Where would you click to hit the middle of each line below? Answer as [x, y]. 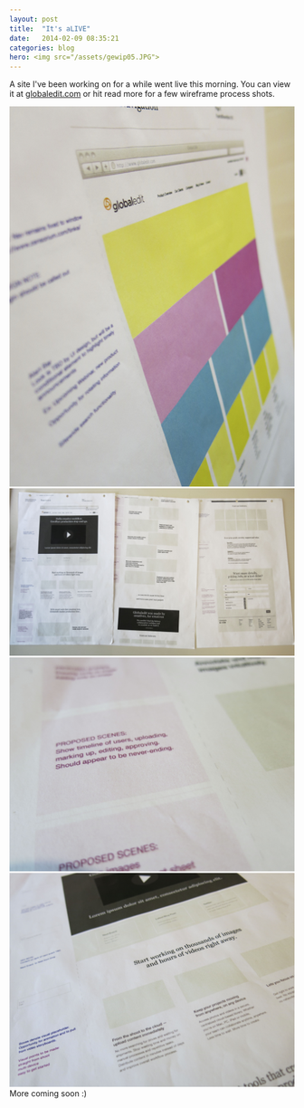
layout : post [34, 19]
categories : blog [42, 48]
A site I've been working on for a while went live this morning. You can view [150, 84]
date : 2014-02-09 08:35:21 [64, 38]
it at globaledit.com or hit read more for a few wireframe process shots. [142, 94]
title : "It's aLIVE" [50, 29]
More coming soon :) [48, 1093]
